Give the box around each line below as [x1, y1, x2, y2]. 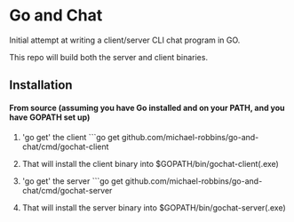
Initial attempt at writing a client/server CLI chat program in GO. [9, 35, 241, 45]
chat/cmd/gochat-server [21, 185, 113, 195]
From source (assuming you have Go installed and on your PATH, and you [9, 102, 286, 113]
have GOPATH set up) [9, 112, 91, 123]
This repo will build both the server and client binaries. [9, 52, 209, 62]
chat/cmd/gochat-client [21, 141, 109, 152]
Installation [9, 77, 73, 93]
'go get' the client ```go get [21, 131, 120, 142]
